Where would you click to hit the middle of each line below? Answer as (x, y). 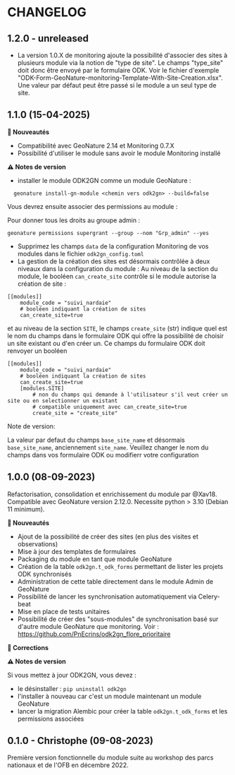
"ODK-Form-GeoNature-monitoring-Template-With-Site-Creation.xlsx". (120, 78)
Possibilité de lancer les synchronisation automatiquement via (107, 596)
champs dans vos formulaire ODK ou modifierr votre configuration (103, 455)
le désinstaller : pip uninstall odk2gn (72, 688)
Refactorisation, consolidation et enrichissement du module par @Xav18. (112, 494)
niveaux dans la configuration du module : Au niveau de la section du (118, 268)
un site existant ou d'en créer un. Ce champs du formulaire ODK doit (106, 343)
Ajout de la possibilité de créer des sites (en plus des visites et (108, 536)
